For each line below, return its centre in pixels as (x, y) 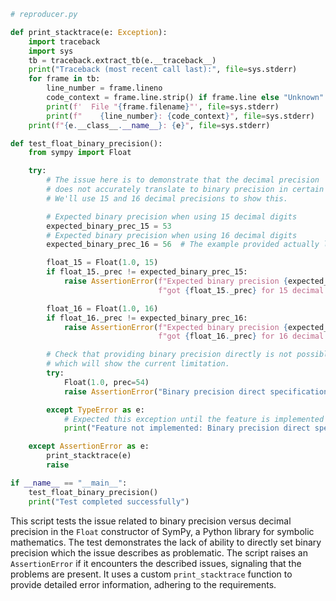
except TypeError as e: (95, 410)
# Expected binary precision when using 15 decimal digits (172, 216)
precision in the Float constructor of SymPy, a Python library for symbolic (162, 531)
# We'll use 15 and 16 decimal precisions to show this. (167, 198)
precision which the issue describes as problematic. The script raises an (159, 552)
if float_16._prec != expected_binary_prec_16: (147, 318)
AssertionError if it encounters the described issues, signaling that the (156, 563)
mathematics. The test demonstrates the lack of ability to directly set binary (166, 542)
